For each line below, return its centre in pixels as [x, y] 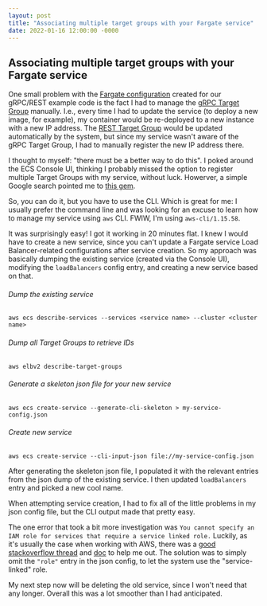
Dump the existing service [51, 294]
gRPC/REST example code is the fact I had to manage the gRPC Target [124, 103]
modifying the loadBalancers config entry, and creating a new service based [133, 268]
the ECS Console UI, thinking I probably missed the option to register [121, 169]
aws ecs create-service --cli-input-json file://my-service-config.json [131, 456]
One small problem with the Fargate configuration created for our [115, 94]
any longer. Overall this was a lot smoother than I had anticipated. [115, 593]
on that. [21, 276]
